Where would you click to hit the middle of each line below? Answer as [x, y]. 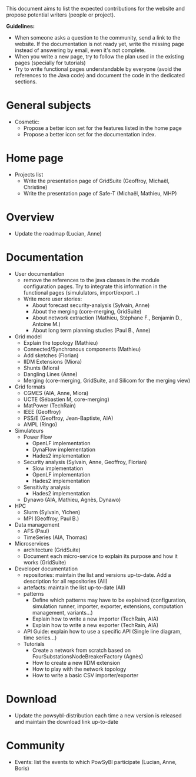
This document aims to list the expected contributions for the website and [96, 9]
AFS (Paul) [36, 531]
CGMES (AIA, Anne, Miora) [56, 393]
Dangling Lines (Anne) [50, 374]
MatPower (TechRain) [50, 405]
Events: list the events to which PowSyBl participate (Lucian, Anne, [96, 762]
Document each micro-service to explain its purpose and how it [100, 556]
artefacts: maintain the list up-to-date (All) [74, 587]
